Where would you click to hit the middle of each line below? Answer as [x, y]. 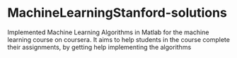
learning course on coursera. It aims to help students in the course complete [118, 39]
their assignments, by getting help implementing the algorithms [99, 47]
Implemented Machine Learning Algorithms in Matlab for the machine [108, 32]
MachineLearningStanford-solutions [117, 13]
